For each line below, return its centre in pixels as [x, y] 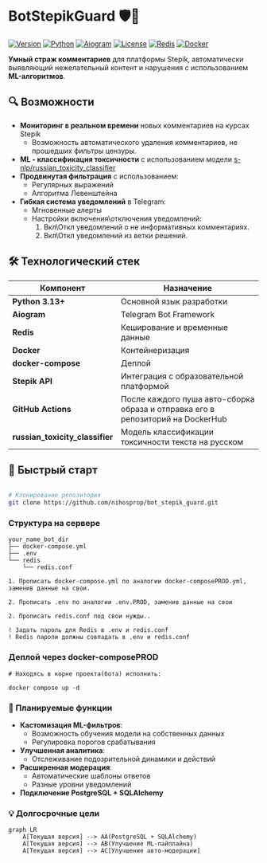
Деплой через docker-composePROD [83, 657]
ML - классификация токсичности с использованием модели [126, 159]
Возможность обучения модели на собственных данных [128, 734]
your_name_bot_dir [39, 539]
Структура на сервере [54, 524]
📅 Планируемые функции [60, 708]
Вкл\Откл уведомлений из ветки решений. [116, 235]
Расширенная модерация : [66, 767]
